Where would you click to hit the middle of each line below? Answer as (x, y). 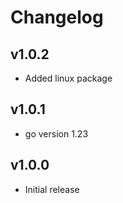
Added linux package (68, 78)
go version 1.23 (56, 133)
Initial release (52, 189)
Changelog (57, 17)
